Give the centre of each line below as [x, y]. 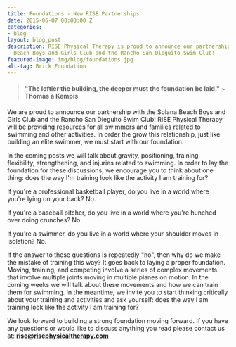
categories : [25, 27]
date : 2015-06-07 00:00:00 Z [50, 20]
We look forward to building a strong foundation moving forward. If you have [118, 320]
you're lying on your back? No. [52, 198]
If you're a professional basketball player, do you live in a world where [108, 191]
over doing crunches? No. [45, 220]
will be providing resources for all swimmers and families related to [104, 127]
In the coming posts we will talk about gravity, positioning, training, [104, 155]
